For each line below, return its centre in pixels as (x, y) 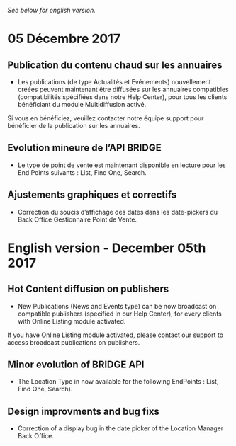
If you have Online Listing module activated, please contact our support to (116, 335)
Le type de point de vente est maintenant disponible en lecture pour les (122, 165)
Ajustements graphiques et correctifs (92, 195)
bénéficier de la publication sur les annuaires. (74, 126)
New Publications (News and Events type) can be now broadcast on (117, 306)
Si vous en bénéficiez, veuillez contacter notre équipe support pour (106, 118)
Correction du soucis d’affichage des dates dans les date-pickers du (118, 212)
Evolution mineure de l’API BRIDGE (84, 148)
